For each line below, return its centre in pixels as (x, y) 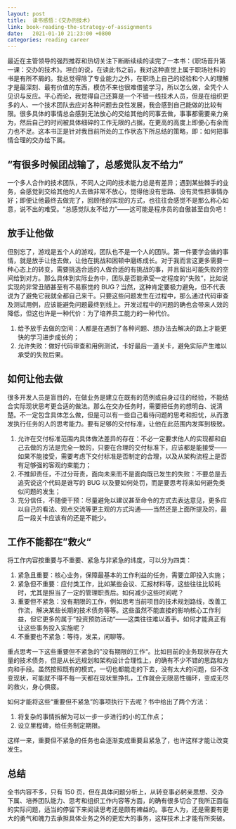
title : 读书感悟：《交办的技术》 (50, 20)
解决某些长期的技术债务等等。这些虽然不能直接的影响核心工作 (125, 610)
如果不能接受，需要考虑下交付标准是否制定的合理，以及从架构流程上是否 (122, 456)
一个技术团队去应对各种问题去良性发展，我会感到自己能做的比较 (124, 105)
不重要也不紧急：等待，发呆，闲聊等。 (73, 637)
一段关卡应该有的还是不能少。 (67, 517)
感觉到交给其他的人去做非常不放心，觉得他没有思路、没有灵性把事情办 (127, 191)
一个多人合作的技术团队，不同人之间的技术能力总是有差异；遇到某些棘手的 (115, 182)
